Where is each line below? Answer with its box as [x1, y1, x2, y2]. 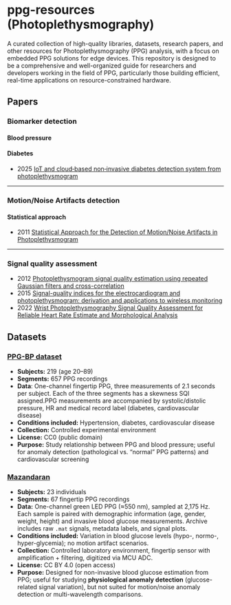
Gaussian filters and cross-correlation [16, 282, 125, 290]
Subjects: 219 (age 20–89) [16, 368, 93, 376]
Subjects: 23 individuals [16, 488, 87, 496]
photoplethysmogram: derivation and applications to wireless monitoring [16, 297, 223, 305]
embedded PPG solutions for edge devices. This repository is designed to [7, 54, 217, 62]
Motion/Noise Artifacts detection [7, 195, 120, 205]
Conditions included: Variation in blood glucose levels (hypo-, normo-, [16, 532, 219, 540]
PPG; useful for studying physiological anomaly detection [16, 575, 184, 584]
